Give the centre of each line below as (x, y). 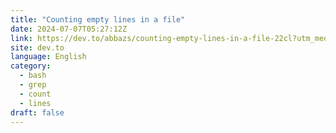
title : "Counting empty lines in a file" (98, 19)
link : (21, 38)
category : (31, 66)
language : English (48, 57)
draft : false (37, 112)
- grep (33, 85)
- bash (33, 76)
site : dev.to (37, 47)
